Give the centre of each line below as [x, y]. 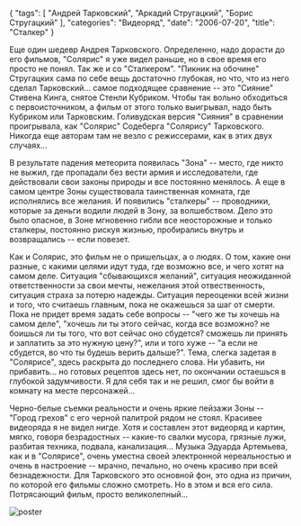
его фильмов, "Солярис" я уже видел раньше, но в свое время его [138, 59]
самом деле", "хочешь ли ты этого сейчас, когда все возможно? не [140, 324]
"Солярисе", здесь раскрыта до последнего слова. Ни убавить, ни [137, 362]
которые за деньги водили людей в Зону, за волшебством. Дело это [141, 210]
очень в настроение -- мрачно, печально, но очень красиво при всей [144, 466]
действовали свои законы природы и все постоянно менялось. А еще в [147, 182]
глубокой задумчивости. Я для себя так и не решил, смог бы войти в [142, 381]
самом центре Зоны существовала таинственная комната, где [130, 191]
